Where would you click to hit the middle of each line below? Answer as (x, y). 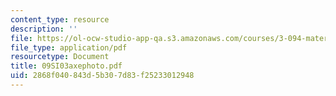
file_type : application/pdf (69, 47)
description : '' (44, 29)
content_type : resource (60, 19)
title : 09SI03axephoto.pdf (66, 66)
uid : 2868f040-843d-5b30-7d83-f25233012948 (102, 76)
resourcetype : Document (60, 57)
